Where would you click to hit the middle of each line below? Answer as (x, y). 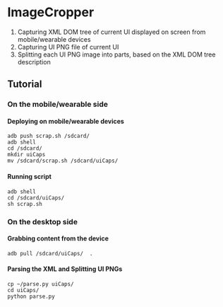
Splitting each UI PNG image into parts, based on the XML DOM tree (116, 54)
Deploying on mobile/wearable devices (66, 121)
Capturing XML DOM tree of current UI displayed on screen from (111, 32)
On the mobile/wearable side (58, 105)
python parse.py (31, 296)
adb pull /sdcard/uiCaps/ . (50, 253)
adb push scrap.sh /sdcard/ (49, 136)
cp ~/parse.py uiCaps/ (41, 284)
